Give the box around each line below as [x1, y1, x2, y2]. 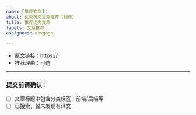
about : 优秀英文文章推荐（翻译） [6, 14, 77, 20]
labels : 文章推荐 [6, 25, 45, 31]
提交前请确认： [6, 81, 48, 89]
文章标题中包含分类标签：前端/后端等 [14, 95, 104, 102]
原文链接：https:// [14, 52, 58, 59]
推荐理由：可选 [14, 60, 51, 67]
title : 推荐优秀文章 [6, 19, 51, 25]
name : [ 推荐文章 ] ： [6, 8, 49, 15]
